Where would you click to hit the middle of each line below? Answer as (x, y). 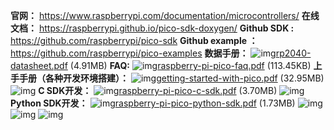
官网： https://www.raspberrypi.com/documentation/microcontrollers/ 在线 (165, 15)
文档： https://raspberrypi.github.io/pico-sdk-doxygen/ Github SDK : (152, 28)
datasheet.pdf (39, 65)
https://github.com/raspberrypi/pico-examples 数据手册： (129, 53)
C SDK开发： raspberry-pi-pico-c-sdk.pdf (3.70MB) (158, 90)
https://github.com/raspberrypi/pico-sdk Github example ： (134, 40)
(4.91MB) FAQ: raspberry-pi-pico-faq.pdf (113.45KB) (190, 65)
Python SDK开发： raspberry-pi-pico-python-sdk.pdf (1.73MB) (153, 103)
